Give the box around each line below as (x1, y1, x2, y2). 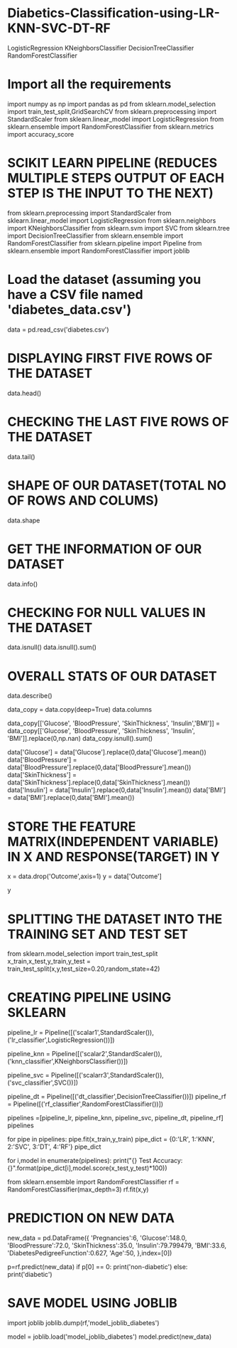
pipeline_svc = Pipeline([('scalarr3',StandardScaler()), (7, 1071, 165, 1080)
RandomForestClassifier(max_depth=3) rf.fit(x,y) (7, 1185, 149, 1194)
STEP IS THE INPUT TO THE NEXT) (7, 185, 214, 201)
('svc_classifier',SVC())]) (7, 1078, 79, 1087)
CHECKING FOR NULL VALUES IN (7, 604, 206, 621)
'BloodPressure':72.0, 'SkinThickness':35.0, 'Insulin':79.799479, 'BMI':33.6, (7, 1241, 227, 1250)
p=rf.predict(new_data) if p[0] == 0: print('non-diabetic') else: (7, 1263, 188, 1271)
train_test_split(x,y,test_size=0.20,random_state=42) (7, 964, 160, 973)
